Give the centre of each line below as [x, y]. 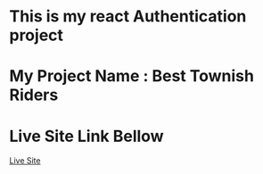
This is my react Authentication [128, 17]
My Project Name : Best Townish [131, 76]
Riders [34, 95]
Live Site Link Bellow [86, 136]
